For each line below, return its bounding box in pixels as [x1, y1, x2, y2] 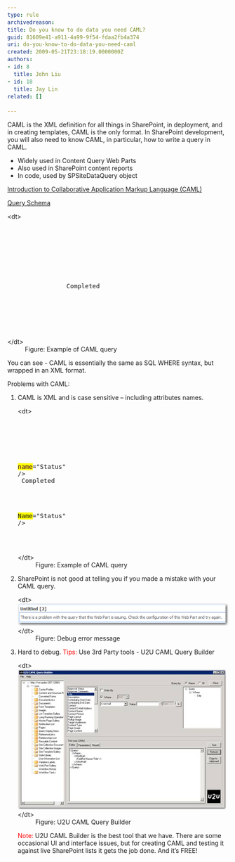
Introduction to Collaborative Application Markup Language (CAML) [7, 185, 202, 193]
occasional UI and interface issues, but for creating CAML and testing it [17, 839, 224, 847]
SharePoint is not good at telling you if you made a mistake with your [17, 574, 216, 583]
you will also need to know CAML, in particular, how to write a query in [7, 136, 210, 144]
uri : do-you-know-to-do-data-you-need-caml [7, 41, 137, 49]
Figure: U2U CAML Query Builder [34, 818, 131, 826]
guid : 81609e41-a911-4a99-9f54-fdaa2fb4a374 [7, 34, 140, 41]
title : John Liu [13, 70, 61, 77]
